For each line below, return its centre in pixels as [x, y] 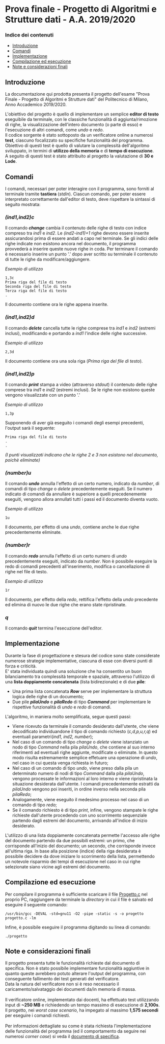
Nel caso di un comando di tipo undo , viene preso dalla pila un [75, 768]
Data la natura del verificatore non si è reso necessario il [62, 984]
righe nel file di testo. [27, 571]
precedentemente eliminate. [34, 532]
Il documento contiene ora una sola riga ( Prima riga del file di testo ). [74, 361]
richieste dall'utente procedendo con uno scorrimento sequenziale [80, 815]
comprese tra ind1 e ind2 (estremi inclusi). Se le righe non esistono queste [80, 390]
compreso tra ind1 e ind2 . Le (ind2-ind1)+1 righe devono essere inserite [77, 233]
